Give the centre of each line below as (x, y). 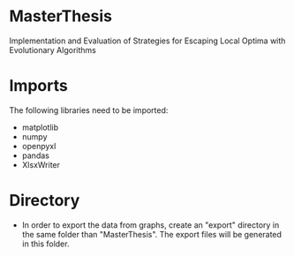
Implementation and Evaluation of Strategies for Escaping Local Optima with (147, 41)
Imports (38, 86)
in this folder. (45, 244)
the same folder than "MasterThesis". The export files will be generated (152, 234)
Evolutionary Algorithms (53, 49)
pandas (36, 155)
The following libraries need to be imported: (89, 110)
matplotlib (40, 127)
